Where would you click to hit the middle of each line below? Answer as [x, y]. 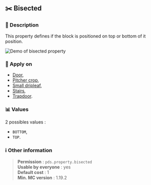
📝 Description [22, 25]
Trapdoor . [22, 96]
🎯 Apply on [19, 64]
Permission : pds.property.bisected [55, 161]
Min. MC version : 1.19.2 [42, 177]
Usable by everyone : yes [44, 167]
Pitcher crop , [26, 80]
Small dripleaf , [27, 85]
